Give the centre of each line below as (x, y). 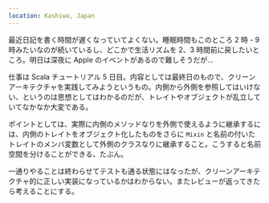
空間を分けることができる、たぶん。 (68, 154)
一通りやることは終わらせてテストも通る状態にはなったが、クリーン (120, 171)
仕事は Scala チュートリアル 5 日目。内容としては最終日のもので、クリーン (132, 76)
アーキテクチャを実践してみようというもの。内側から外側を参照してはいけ (131, 87)
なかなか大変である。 (57, 107)
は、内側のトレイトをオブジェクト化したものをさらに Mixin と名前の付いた (132, 134)
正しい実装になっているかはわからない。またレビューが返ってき (148, 181)
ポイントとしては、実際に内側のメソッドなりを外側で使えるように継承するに (134, 124)
